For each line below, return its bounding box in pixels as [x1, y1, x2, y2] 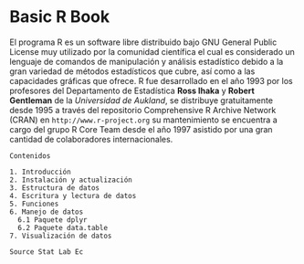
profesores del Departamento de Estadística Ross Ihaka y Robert [9, 85, 256, 96]
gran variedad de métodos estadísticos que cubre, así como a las [9, 66, 256, 77]
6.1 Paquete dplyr [17, 215, 89, 225]
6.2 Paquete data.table [17, 223, 108, 232]
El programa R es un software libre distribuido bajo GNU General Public [9, 37, 278, 48]
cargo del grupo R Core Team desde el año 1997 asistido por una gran [9, 123, 273, 134]
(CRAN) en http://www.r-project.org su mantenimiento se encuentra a [9, 114, 278, 125]
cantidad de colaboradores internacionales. [9, 133, 173, 144]
